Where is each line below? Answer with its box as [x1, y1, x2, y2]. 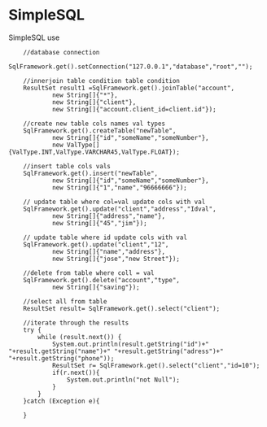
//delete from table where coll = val [23, 268, 155, 277]
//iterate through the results [23, 319, 129, 327]
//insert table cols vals [23, 162, 112, 170]
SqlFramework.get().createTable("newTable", [23, 126, 177, 135]
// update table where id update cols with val [23, 233, 187, 242]
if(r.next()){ [51, 368, 100, 377]
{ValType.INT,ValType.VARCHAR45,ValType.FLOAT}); [8, 148, 181, 156]
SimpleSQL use [8, 33, 60, 42]
